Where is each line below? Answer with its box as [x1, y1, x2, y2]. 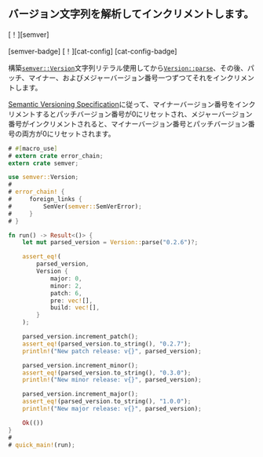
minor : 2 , [49, 282, 82, 290]
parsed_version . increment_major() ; [22, 390, 139, 398]
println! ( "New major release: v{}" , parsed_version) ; [22, 405, 202, 413]
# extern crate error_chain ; [8, 152, 104, 159]
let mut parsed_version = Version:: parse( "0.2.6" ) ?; [22, 239, 199, 247]
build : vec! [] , [49, 304, 100, 312]
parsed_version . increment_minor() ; [22, 361, 139, 369]
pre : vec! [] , [49, 297, 93, 305]
